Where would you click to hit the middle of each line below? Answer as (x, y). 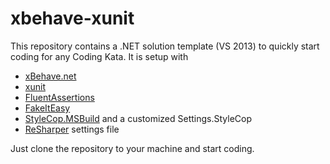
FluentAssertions (59, 97)
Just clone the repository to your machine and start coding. (132, 148)
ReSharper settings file (72, 129)
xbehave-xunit (72, 18)
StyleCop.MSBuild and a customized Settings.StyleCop (138, 118)
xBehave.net (50, 76)
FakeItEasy (47, 108)
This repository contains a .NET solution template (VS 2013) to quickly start (165, 46)
